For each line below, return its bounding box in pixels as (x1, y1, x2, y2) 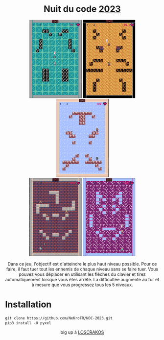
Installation (5, 299, 52, 310)
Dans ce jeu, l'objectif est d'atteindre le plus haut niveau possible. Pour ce (7, 261, 157, 267)
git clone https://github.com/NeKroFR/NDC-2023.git (5, 316, 113, 320)
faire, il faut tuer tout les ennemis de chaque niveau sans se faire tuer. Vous (6, 266, 158, 272)
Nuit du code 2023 (44, 3, 121, 15)
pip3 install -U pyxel (5, 320, 51, 325)
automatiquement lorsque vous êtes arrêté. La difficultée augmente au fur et (5, 276, 160, 282)
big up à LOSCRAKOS (60, 329, 104, 335)
